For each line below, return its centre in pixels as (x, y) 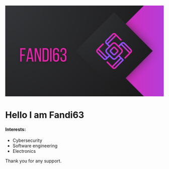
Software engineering (35, 146)
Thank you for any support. (33, 161)
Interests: (16, 129)
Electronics (24, 151)
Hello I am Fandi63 (45, 115)
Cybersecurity (27, 140)
